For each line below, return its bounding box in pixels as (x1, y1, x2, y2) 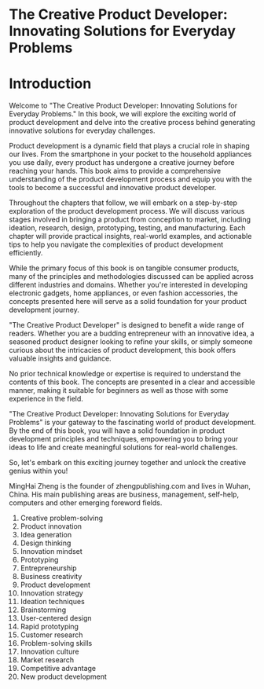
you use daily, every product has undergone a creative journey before (9, 158, 235, 167)
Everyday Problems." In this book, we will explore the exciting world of (9, 109, 236, 119)
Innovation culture (20, 647, 79, 657)
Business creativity (20, 572, 82, 581)
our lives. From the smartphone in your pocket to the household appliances (9, 149, 252, 159)
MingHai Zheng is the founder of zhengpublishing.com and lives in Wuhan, (9, 482, 251, 491)
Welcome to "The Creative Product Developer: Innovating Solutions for (9, 101, 238, 111)
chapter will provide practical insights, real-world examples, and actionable (9, 232, 252, 241)
